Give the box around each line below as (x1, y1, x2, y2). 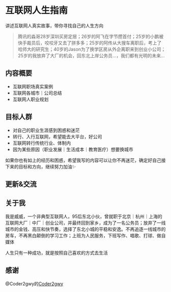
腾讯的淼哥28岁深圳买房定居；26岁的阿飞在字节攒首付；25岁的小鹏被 (17, 33, 164, 39)
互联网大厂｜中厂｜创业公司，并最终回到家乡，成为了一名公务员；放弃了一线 (5, 220, 166, 226)
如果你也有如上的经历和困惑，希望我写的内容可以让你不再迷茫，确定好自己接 (5, 157, 166, 163)
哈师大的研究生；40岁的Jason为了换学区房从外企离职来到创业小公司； (17, 46, 166, 52)
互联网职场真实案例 (12, 83, 53, 89)
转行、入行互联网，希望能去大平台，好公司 (12, 133, 102, 139)
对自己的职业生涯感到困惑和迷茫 (12, 127, 80, 133)
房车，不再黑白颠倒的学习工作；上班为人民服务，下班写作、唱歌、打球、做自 (5, 232, 166, 238)
